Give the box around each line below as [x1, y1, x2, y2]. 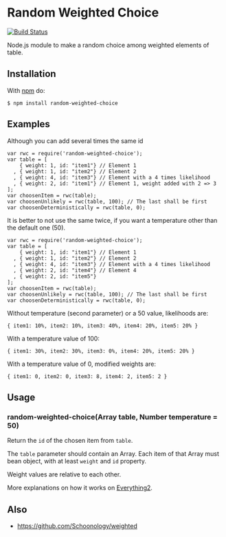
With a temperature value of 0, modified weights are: [7, 360, 157, 368]
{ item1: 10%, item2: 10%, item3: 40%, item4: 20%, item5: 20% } [7, 322, 198, 329]
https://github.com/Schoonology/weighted [16, 522, 137, 530]
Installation [7, 68, 56, 80]
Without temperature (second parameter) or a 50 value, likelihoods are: [7, 309, 208, 317]
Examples [7, 118, 50, 130]
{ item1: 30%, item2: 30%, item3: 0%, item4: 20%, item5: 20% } [7, 347, 195, 355]
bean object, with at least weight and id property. [7, 457, 146, 465]
